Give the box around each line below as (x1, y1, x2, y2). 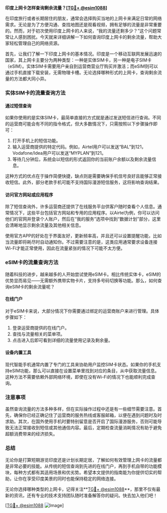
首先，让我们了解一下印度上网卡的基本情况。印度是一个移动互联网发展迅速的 (5, 51, 162, 57)
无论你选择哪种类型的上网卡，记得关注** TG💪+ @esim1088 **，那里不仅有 (5, 486, 157, 492)
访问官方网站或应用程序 (5, 192, 53, 198)
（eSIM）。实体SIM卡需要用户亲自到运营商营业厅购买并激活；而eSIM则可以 (5, 63, 158, 69)
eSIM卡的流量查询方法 (5, 259, 59, 266)
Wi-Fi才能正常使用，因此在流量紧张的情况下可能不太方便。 (5, 245, 125, 251)
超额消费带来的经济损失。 (5, 431, 58, 437)
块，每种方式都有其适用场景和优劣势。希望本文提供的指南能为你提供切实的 (5, 469, 158, 475)
